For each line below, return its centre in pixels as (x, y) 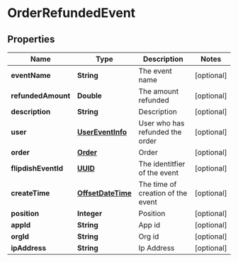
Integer (90, 213)
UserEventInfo (102, 132)
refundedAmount (41, 96)
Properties (31, 39)
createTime (30, 193)
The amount (159, 91)
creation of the (163, 193)
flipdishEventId (37, 168)
